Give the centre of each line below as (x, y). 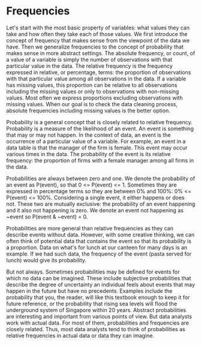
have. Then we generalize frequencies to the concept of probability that (95, 47)
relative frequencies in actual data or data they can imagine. (80, 335)
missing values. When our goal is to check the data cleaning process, (92, 104)
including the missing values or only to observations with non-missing (93, 91)
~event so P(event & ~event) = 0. (47, 217)
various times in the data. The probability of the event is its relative (88, 154)
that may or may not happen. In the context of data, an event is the (88, 135)
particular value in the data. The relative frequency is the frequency (89, 66)
